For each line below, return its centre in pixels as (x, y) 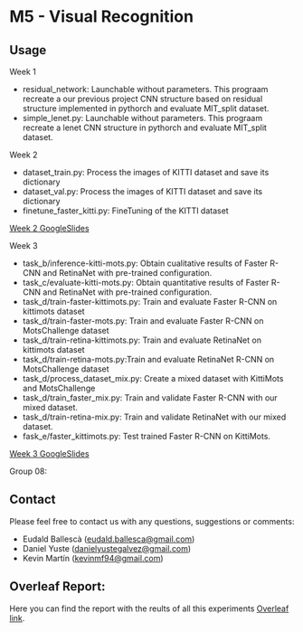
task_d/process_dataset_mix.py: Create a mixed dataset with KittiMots (153, 378)
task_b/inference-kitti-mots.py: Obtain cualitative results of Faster (145, 263)
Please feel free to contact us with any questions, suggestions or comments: (152, 521)
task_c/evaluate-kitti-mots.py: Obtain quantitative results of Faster (146, 283)
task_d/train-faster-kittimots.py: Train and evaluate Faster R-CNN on (150, 302)
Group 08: (28, 471)
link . (17, 618)
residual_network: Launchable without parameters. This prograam (145, 89)
